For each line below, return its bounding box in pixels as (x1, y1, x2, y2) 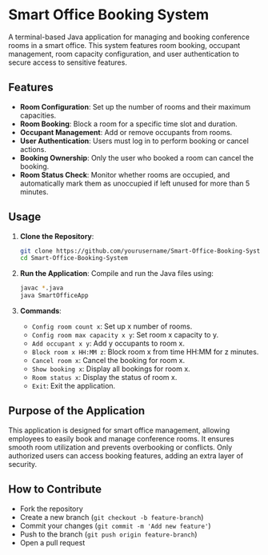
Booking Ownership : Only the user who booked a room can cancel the (19, 153, 254, 162)
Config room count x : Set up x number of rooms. (31, 321, 193, 331)
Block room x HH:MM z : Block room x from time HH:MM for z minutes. (31, 347, 259, 357)
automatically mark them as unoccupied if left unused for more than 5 (19, 178, 250, 188)
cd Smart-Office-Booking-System (19, 254, 128, 262)
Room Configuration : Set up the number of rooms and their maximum (19, 102, 250, 111)
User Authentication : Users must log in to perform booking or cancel (19, 136, 250, 146)
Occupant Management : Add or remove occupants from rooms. (19, 127, 233, 137)
